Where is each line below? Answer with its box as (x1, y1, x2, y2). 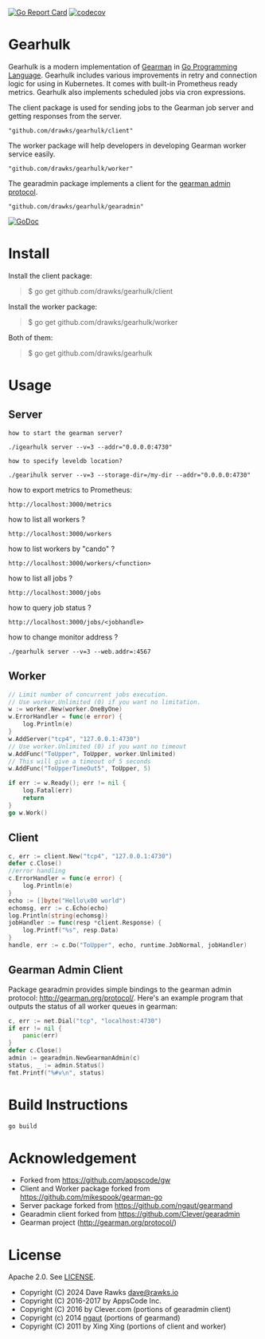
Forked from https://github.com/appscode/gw (19, 1175, 171, 1185)
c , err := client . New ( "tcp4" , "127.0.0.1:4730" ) (8, 852, 173, 860)
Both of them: (8, 332, 53, 343)
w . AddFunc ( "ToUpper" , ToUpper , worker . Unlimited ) (8, 750, 177, 758)
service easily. (8, 149, 56, 159)
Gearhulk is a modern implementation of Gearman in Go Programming (8, 61, 238, 71)
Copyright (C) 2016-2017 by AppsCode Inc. (19, 1296, 162, 1305)
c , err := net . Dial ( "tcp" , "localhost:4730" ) (8, 1016, 162, 1025)
